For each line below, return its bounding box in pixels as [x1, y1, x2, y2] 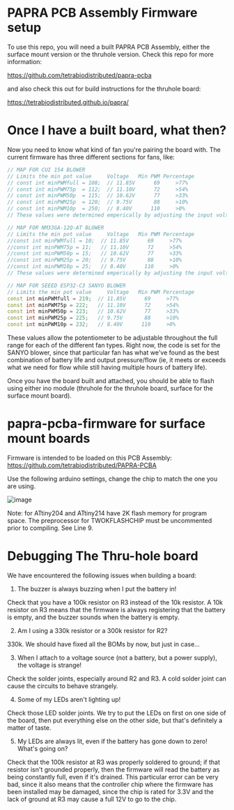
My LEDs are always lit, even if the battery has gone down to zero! [17, 737, 208, 745]
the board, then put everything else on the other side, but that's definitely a [7, 716, 223, 724]
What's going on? [17, 744, 68, 753]
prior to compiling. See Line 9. [7, 524, 94, 532]
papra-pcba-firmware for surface [7, 416, 205, 432]
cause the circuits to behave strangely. [7, 681, 118, 690]
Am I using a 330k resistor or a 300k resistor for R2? [17, 626, 168, 634]
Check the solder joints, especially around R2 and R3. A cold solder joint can [7, 674, 226, 683]
